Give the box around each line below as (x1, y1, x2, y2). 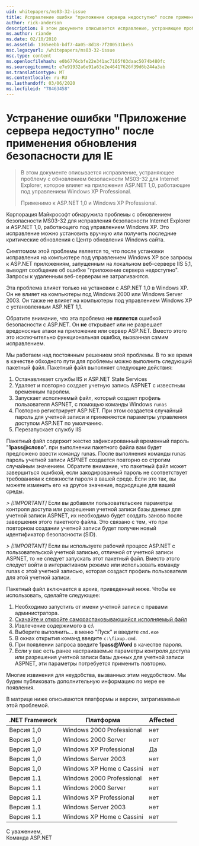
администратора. (14, 609, 59, 616)
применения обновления (6, 137, 137, 150)
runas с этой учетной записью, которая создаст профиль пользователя (6, 567, 188, 574)
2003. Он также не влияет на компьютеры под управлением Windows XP (6, 297, 192, 304)
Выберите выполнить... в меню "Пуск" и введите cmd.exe (14, 628, 159, 635)
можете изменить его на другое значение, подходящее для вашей (6, 481, 176, 488)
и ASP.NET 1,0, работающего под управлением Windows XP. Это (6, 223, 169, 230)
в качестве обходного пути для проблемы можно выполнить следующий (6, 357, 192, 365)
